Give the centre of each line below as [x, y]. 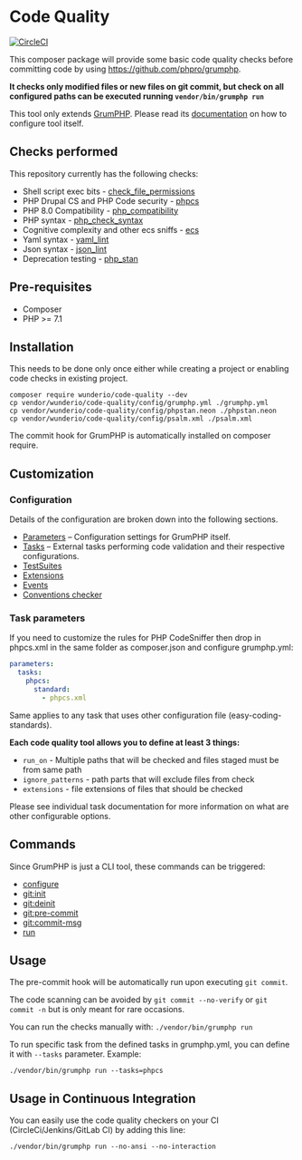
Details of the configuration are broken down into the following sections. [144, 519]
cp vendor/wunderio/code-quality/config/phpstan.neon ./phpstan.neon [143, 411]
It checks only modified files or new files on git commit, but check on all [147, 86]
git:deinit [39, 903]
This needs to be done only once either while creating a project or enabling [149, 369]
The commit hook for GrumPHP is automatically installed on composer [140, 436]
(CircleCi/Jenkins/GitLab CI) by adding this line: [98, 1130]
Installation [42, 347]
